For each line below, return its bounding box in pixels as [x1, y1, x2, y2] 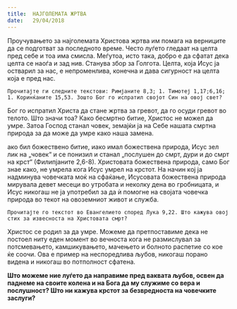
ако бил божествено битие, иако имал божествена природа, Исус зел [7, 142, 219, 151]
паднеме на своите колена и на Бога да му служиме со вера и [7, 279, 200, 287]
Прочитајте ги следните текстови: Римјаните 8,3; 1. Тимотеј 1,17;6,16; [7, 88, 226, 95]
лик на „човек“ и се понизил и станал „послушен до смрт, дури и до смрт [7, 150, 229, 158]
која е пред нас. [7, 74, 56, 82]
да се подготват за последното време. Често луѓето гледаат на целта [7, 44, 218, 52]
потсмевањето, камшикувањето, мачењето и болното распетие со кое [7, 242, 224, 251]
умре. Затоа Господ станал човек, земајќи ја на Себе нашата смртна [7, 121, 217, 129]
